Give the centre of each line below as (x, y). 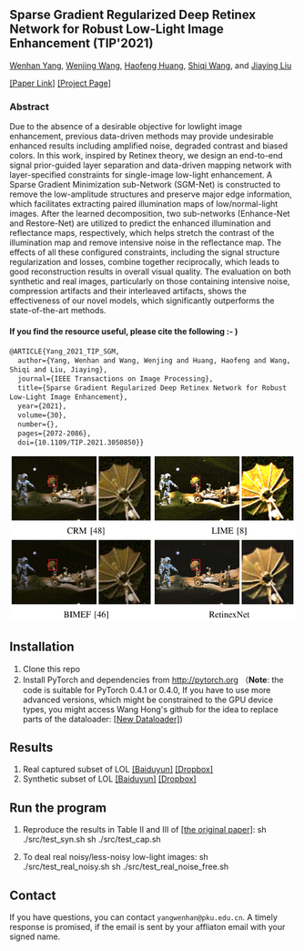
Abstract (30, 107)
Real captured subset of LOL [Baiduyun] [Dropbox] (118, 770)
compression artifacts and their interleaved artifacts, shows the (128, 291)
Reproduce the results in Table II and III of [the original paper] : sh (144, 830)
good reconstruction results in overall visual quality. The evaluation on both (150, 271)
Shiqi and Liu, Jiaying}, (58, 370)
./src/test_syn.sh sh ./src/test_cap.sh (91, 839)
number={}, (38, 424)
